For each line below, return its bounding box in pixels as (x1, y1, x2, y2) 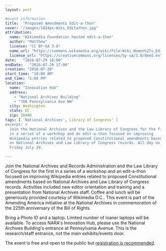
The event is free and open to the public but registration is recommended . (5, 240, 156, 246)
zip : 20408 (9, 113, 32, 118)
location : (5, 81, 26, 86)
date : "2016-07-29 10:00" (5, 57, 63, 62)
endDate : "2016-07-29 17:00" (5, 62, 70, 67)
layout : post (5, 7, 32, 12)
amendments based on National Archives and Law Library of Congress (5, 179, 149, 185)
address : (9, 90, 28, 95)
